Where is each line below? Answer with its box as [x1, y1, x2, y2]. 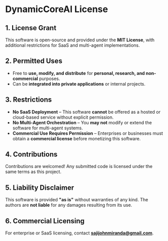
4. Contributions [5, 150, 58, 159]
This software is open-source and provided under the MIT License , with [5, 37, 155, 43]
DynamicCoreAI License [5, 4, 108, 15]
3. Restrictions [5, 96, 52, 104]
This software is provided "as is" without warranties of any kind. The [5, 197, 148, 203]
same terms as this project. [5, 169, 62, 175]
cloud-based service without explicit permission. [12, 114, 114, 120]
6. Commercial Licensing [5, 216, 85, 225]
